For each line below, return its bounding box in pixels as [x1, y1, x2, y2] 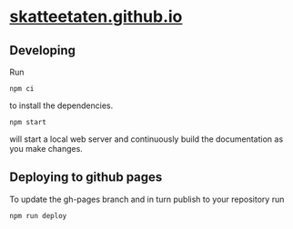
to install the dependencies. [9, 100, 114, 111]
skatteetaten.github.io [9, 6, 183, 27]
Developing [9, 43, 76, 58]
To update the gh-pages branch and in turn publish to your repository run [9, 194, 285, 204]
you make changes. [9, 144, 84, 154]
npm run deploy [9, 211, 67, 220]
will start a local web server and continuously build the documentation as [9, 134, 284, 144]
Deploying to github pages [9, 170, 163, 185]
